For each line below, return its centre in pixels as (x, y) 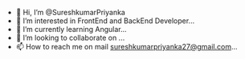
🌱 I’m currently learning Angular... (71, 29)
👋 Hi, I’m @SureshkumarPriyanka (71, 12)
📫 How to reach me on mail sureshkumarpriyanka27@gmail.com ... (127, 47)
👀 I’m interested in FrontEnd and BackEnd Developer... (105, 21)
